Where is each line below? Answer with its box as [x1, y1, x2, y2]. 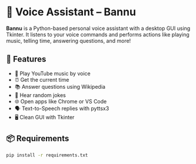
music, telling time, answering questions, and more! [6, 37, 131, 44]
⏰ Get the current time [14, 76, 69, 83]
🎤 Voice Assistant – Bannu [6, 5, 137, 19]
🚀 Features [6, 54, 46, 64]
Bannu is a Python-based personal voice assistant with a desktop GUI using [6, 25, 191, 32]
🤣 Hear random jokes [14, 91, 66, 99]
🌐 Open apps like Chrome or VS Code [14, 98, 107, 105]
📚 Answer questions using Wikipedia [14, 83, 106, 90]
